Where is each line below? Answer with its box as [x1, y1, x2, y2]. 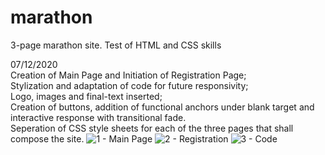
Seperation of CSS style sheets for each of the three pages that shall [10, 122, 294, 134]
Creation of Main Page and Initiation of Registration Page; [10, 69, 247, 81]
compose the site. [10, 132, 85, 145]
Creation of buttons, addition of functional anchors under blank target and [10, 101, 315, 113]
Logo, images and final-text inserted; [10, 90, 163, 102]
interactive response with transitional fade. [10, 111, 187, 123]
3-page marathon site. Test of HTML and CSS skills [10, 39, 222, 51]
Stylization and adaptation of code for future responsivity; [10, 79, 249, 91]
